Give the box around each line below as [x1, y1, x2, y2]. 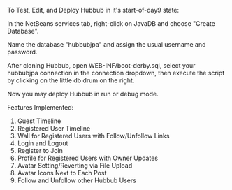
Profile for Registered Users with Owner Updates [17, 154, 159, 162]
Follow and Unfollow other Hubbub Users [17, 176, 136, 184]
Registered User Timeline [17, 124, 91, 132]
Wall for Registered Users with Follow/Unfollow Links [17, 132, 170, 140]
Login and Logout [17, 139, 68, 147]
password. [7, 48, 38, 56]
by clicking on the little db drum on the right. [7, 76, 135, 85]
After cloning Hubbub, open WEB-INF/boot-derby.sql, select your [7, 61, 196, 69]
